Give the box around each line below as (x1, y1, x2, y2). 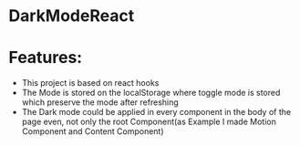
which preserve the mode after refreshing (21, 97, 179, 108)
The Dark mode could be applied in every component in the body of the (21, 107, 292, 118)
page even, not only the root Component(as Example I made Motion (21, 116, 277, 128)
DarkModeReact (8, 5, 135, 26)
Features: (8, 47, 83, 68)
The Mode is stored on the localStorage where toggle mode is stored (21, 88, 281, 99)
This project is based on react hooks (21, 78, 160, 89)
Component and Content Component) (21, 126, 165, 137)
